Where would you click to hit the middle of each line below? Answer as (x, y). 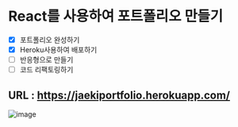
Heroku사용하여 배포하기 (58, 50)
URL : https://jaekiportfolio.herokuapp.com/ (119, 95)
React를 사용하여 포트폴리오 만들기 (116, 16)
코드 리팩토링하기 (46, 70)
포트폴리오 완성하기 (50, 40)
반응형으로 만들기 (46, 60)
